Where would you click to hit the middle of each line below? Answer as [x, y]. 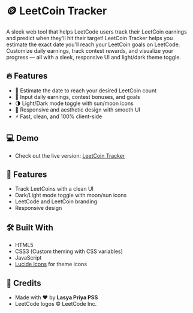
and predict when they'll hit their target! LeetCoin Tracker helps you [90, 38]
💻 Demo [22, 138]
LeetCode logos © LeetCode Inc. [56, 304]
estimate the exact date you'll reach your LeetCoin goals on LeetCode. [93, 44]
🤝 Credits [24, 283]
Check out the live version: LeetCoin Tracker [70, 155]
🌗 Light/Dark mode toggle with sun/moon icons [74, 103]
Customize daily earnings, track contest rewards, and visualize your [90, 50]
